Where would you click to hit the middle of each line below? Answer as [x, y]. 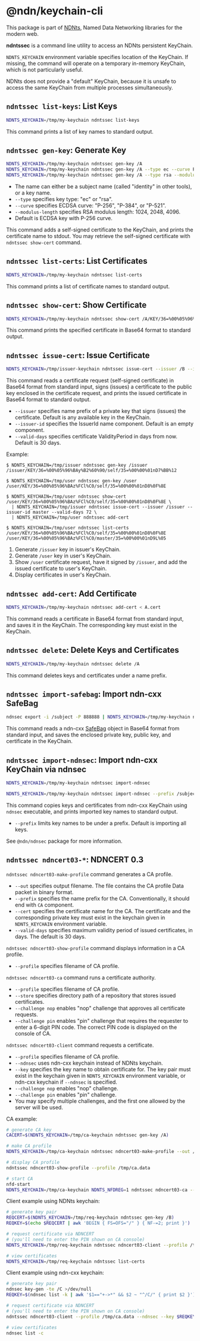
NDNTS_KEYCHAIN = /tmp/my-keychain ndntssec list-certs [74, 275]
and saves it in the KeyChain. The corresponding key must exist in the [92, 625]
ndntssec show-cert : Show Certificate [76, 305]
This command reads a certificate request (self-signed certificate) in [90, 381]
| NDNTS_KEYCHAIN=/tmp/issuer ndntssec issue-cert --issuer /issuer [98, 507]
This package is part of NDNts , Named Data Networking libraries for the [94, 27]
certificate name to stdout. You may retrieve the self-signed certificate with [98, 236]
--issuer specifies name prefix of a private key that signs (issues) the [100, 411]
